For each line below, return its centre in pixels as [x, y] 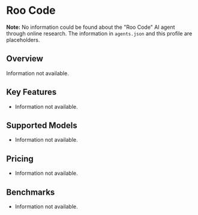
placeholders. [23, 40]
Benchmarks [31, 192]
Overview [25, 59]
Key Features [31, 92]
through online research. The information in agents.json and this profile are [99, 33]
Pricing [20, 159]
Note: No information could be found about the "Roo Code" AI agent [91, 27]
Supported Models [42, 125]
